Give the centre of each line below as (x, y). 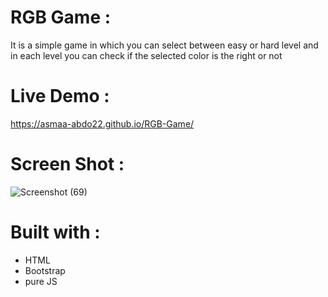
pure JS (41, 281)
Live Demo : (60, 96)
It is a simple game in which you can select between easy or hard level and (164, 45)
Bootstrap (45, 270)
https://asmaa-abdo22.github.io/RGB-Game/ (102, 123)
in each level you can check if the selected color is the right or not (146, 55)
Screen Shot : (67, 164)
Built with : (55, 232)
